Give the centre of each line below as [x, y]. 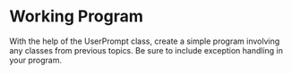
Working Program [76, 16]
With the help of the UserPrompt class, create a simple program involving [145, 41]
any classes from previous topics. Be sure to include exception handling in [146, 50]
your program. [36, 60]
